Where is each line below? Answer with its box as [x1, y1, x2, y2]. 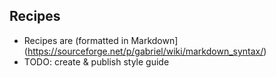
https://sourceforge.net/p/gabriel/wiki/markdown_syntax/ [27, 45, 264, 57]
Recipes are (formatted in [23, 34, 129, 46]
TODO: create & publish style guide [23, 55, 170, 68]
